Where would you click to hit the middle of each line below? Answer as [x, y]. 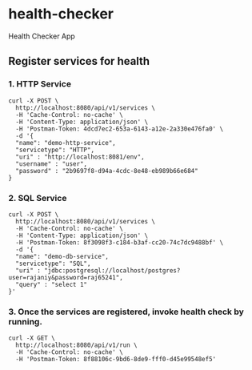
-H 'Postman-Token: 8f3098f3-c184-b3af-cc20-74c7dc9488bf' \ [120, 242]
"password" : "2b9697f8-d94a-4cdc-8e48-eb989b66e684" [107, 171]
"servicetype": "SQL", [53, 263]
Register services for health [79, 61]
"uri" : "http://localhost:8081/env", [80, 157]
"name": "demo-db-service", [62, 256]
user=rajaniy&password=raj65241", [66, 277]
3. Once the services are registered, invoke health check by [126, 312]
